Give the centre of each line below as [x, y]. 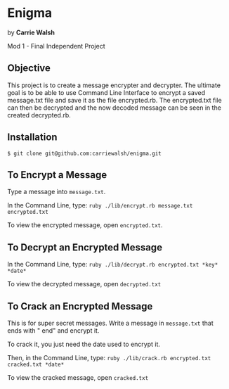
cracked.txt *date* [36, 364]
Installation [32, 138]
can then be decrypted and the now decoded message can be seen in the [114, 108]
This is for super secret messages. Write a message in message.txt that [110, 323]
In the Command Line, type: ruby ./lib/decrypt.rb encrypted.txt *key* [113, 264]
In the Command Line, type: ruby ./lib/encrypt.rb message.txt [100, 205]
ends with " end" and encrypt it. [53, 331]
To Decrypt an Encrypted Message [85, 247]
